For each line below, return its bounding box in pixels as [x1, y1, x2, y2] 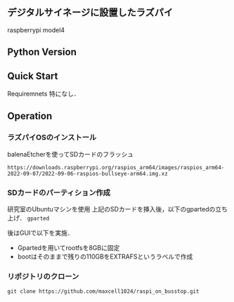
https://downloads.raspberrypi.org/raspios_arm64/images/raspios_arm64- [7, 164, 225, 171]
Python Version [7, 46, 77, 58]
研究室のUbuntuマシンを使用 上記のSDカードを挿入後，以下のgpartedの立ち [7, 205, 228, 213]
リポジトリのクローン [7, 271, 79, 281]
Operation [7, 110, 53, 122]
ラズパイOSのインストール [7, 133, 97, 143]
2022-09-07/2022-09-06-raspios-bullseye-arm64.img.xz [7, 170, 169, 177]
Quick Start [7, 70, 58, 82]
